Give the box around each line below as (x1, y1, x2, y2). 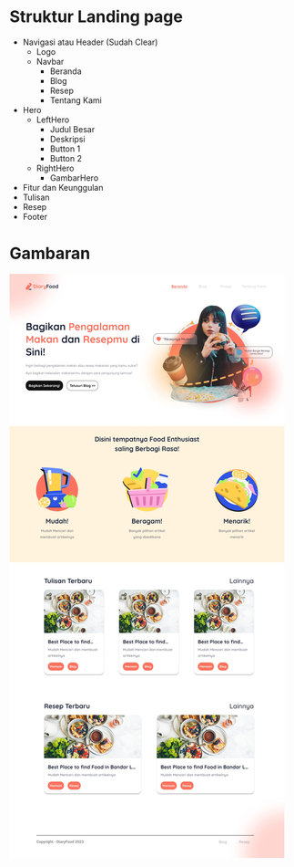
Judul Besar (49, 123, 96, 134)
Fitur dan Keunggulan (22, 182, 104, 193)
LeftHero (35, 114, 70, 125)
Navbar (35, 56, 65, 67)
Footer (22, 211, 48, 222)
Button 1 (49, 143, 81, 154)
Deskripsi (49, 133, 86, 144)
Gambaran (9, 244, 91, 264)
